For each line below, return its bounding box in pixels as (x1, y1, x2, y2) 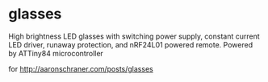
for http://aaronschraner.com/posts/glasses (8, 64, 153, 73)
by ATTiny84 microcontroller (8, 48, 103, 58)
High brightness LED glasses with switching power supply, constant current (8, 31, 260, 41)
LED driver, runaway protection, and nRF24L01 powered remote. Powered (8, 39, 253, 49)
